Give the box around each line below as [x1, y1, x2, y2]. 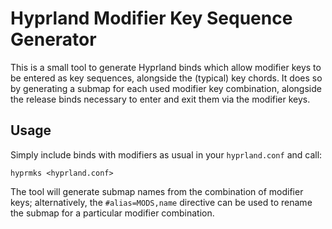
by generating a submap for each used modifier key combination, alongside [10, 82, 322, 94]
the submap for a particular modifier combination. [10, 207, 215, 219]
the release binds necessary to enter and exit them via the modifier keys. [10, 93, 311, 105]
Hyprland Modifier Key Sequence [10, 7, 293, 30]
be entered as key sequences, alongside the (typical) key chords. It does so [10, 72, 323, 84]
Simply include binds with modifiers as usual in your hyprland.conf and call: [10, 148, 323, 161]
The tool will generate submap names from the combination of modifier [10, 185, 304, 197]
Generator [10, 28, 97, 51]
